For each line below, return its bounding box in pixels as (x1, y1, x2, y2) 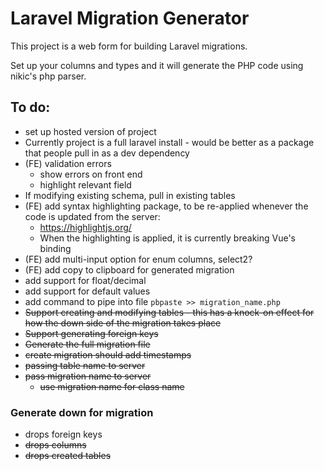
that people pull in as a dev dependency (24, 147, 190, 159)
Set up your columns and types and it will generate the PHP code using (10, 59, 304, 71)
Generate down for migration (10, 405, 154, 419)
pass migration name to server (24, 370, 152, 382)
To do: (10, 99, 51, 116)
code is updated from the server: (24, 210, 161, 222)
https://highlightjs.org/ (39, 221, 132, 233)
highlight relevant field (39, 178, 132, 191)
